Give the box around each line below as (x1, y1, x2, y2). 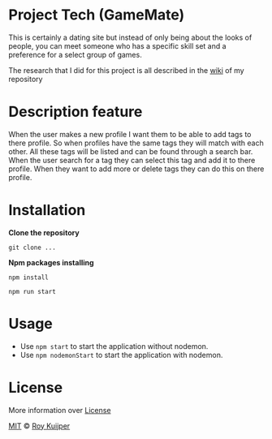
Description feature (8, 103, 143, 121)
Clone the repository (8, 227, 80, 237)
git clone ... (8, 243, 57, 252)
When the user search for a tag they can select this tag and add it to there (8, 155, 256, 165)
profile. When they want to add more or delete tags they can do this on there (8, 164, 265, 174)
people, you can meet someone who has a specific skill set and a (8, 41, 227, 50)
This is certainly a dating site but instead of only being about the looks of (8, 32, 253, 42)
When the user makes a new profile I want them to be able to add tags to (8, 129, 252, 139)
